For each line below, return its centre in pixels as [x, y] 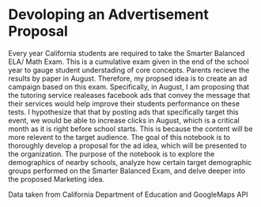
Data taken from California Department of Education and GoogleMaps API [128, 194]
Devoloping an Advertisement [109, 15]
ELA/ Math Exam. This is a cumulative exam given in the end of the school [129, 62]
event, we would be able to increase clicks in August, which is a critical [124, 120]
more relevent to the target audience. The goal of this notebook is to [119, 137]
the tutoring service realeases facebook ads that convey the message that [129, 95]
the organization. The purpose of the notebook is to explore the [112, 154]
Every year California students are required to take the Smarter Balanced [127, 53]
